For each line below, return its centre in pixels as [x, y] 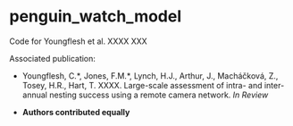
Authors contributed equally [76, 112]
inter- [274, 85]
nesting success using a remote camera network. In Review [159, 95]
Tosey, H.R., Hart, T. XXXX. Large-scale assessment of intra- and [142, 85]
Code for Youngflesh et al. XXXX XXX [78, 41]
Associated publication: [53, 58]
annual [34, 95]
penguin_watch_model [96, 17]
